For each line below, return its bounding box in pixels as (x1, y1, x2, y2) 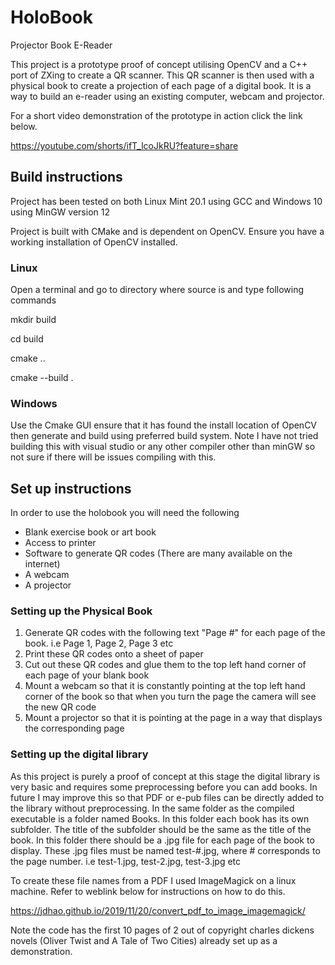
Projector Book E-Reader (10, 39, 113, 51)
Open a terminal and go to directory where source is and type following (10, 284, 305, 296)
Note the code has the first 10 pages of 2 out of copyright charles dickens (10, 924, 315, 936)
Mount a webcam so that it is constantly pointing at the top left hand (24, 680, 306, 692)
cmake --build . (10, 372, 74, 384)
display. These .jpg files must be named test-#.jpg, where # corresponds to (10, 844, 321, 856)
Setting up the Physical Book (10, 604, 153, 618)
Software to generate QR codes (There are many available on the (24, 547, 293, 560)
